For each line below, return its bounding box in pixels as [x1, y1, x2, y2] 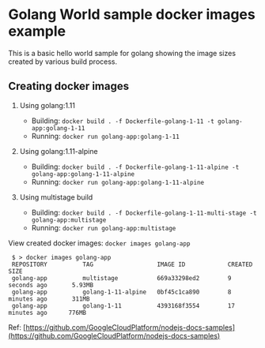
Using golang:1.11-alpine [19, 146, 98, 155]
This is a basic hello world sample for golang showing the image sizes [8, 48, 236, 58]
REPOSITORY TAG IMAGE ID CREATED [11, 260, 253, 268]
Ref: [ [8, 322, 26, 332]
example [8, 22, 66, 40]
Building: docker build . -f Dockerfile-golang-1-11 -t [31, 116, 215, 125]
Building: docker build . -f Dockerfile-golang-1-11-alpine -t [31, 162, 240, 171]
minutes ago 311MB [8, 294, 90, 303]
